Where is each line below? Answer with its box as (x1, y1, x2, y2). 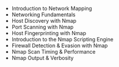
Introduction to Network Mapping (11, 5, 93, 12)
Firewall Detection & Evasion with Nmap (11, 42, 108, 49)
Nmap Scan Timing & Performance (11, 48, 96, 55)
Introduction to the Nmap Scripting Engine (11, 36, 114, 43)
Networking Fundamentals (11, 11, 76, 18)
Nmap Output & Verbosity (11, 55, 74, 61)
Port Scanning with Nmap (11, 23, 74, 30)
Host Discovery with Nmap (11, 17, 77, 24)
